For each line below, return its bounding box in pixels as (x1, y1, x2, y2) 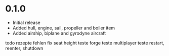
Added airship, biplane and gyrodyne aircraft (12, 30, 106, 36)
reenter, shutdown (5, 45, 44, 51)
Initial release (12, 19, 40, 25)
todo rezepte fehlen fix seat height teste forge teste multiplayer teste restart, (5, 39, 164, 45)
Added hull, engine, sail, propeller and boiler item (12, 24, 115, 30)
